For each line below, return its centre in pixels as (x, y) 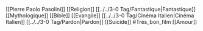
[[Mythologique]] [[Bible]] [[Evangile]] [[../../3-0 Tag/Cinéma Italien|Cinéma (100, 15)
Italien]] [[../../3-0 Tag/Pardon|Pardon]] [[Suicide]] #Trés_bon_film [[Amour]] (101, 22)
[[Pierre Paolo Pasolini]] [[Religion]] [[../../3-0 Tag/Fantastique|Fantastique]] (101, 9)
